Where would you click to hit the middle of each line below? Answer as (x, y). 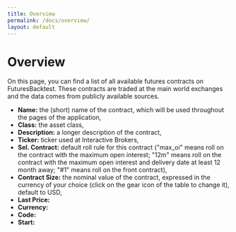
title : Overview (31, 14)
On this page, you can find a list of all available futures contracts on (105, 81)
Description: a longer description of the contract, (89, 133)
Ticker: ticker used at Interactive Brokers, (78, 140)
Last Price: (34, 200)
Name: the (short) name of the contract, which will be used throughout (121, 110)
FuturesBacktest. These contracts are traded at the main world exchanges (115, 89)
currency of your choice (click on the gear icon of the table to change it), (123, 185)
